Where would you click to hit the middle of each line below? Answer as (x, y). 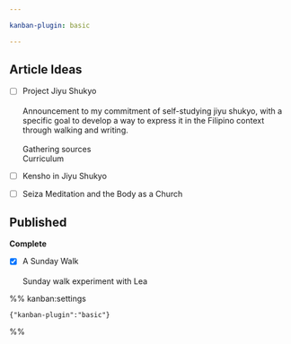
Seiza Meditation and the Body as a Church (102, 193)
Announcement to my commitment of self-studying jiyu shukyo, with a (152, 111)
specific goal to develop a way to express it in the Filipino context (143, 120)
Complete (28, 244)
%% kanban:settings (48, 298)
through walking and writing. (75, 130)
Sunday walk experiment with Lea (85, 281)
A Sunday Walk (50, 262)
